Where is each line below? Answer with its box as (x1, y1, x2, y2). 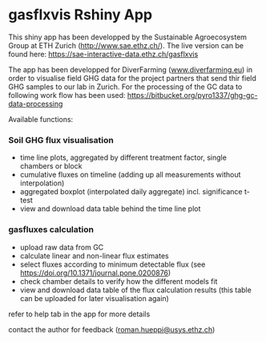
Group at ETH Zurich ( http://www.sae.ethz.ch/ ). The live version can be (8, 40, 244, 50)
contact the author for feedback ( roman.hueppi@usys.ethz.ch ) (8, 324, 216, 334)
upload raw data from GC (19, 242, 104, 252)
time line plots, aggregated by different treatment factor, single (19, 153, 227, 162)
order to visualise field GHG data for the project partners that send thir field (8, 73, 256, 83)
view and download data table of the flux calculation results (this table (19, 285, 252, 295)
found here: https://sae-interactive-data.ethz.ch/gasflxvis (8, 49, 199, 59)
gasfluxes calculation (8, 224, 95, 235)
